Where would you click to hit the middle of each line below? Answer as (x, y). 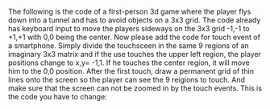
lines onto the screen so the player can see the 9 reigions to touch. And (127, 80)
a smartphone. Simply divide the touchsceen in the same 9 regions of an (129, 46)
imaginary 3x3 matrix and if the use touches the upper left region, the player (135, 54)
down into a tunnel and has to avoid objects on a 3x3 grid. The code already (135, 20)
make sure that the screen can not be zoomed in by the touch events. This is (135, 88)
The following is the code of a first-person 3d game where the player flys (130, 12)
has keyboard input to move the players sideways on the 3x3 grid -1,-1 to (129, 28)
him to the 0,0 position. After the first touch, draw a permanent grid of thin (131, 71)
